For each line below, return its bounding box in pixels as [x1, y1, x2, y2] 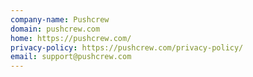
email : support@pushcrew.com [10, 52, 132, 62]
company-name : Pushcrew [10, 14, 110, 25]
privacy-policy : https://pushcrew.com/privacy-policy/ [10, 42, 244, 53]
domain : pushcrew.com [10, 24, 101, 34]
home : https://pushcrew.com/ [10, 33, 132, 43]
